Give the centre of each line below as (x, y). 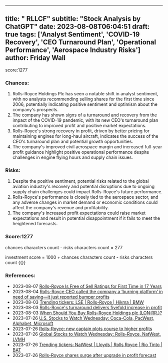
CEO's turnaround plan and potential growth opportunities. (73, 142)
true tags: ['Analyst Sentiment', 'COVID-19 (72, 35)
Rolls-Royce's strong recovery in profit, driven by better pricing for (81, 131)
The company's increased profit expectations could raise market (79, 213)
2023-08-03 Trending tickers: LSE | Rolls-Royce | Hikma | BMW (78, 302)
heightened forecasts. (35, 224)
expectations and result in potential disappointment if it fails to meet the (86, 218)
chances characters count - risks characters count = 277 (64, 247)
